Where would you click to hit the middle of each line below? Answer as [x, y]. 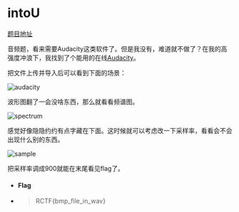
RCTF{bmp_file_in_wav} [70, 201]
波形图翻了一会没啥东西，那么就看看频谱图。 [73, 102]
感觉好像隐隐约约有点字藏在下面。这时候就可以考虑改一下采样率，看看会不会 [120, 130]
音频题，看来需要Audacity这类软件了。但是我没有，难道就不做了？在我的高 [117, 48]
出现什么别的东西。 [36, 139]
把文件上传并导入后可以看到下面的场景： [67, 73]
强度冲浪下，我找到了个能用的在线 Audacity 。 [74, 58]
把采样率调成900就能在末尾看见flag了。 [66, 168]
